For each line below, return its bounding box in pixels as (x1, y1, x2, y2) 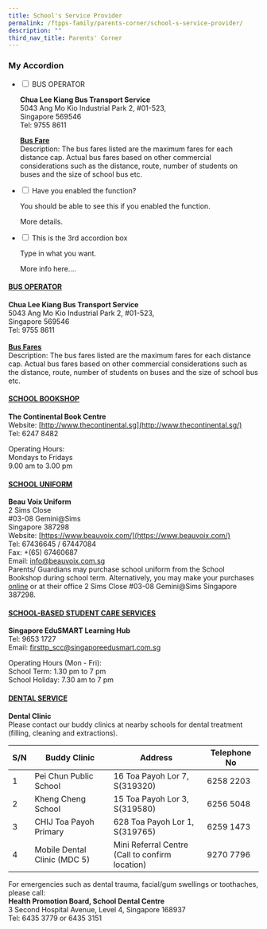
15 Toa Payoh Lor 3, (113, 793, 189, 804)
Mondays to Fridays (8, 452, 73, 462)
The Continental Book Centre (8, 412, 106, 421)
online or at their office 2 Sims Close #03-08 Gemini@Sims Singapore (8, 582, 237, 591)
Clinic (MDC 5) (34, 853, 90, 865)
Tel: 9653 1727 (8, 634, 56, 644)
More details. (19, 217, 64, 226)
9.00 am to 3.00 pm (8, 461, 73, 470)
